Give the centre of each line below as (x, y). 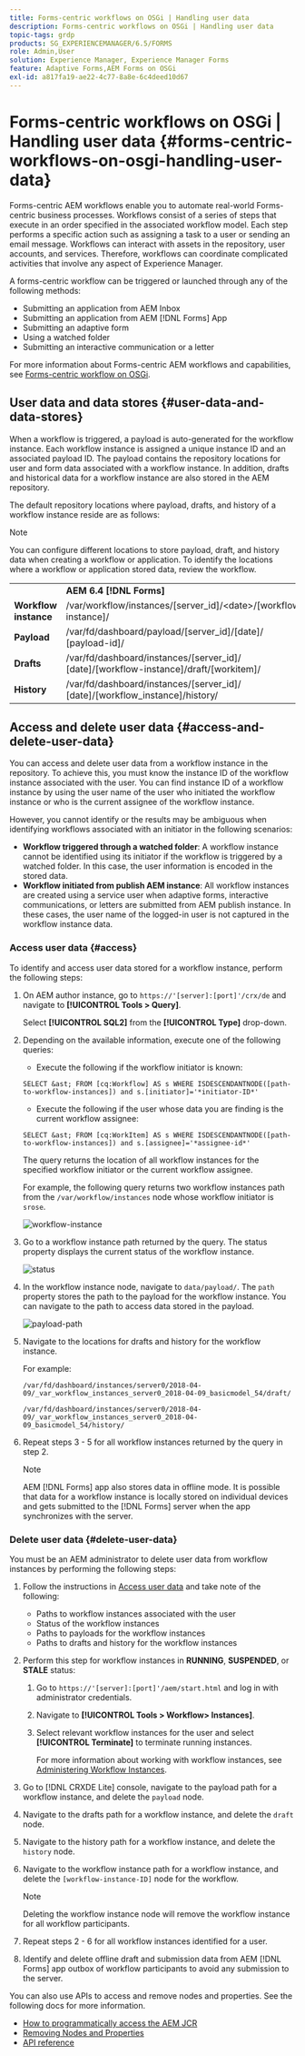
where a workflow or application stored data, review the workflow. (133, 569)
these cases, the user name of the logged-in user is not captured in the (156, 914)
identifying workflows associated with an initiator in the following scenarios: (151, 830)
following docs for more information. (78, 2005)
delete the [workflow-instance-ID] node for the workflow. (130, 1879)
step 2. (35, 1451)
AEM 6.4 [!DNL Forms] (115, 590)
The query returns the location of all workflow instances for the (141, 1160)
